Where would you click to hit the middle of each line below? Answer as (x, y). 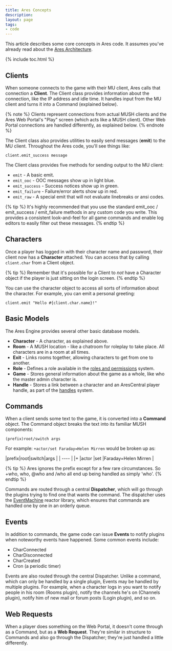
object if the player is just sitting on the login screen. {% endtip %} (76, 278)
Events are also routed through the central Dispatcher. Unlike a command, (83, 576)
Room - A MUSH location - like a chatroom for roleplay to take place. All (89, 346)
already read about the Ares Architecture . (49, 49)
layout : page (19, 20)
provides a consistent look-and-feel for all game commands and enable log (84, 218)
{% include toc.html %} (30, 59)
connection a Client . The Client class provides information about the (77, 93)
